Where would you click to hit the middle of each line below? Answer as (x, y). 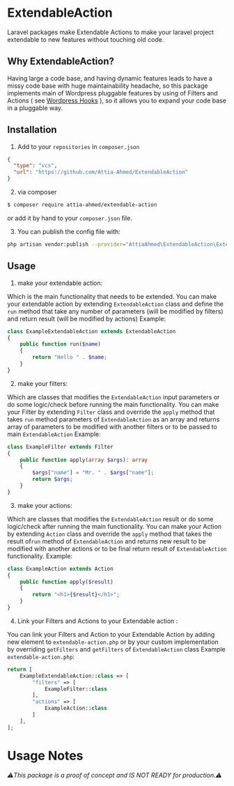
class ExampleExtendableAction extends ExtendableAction (92, 331)
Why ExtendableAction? (61, 62)
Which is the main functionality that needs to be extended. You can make (112, 296)
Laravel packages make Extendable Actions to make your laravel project (111, 32)
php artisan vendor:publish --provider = (67, 244)
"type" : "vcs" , (36, 166)
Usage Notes (45, 756)
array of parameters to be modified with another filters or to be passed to (112, 426)
